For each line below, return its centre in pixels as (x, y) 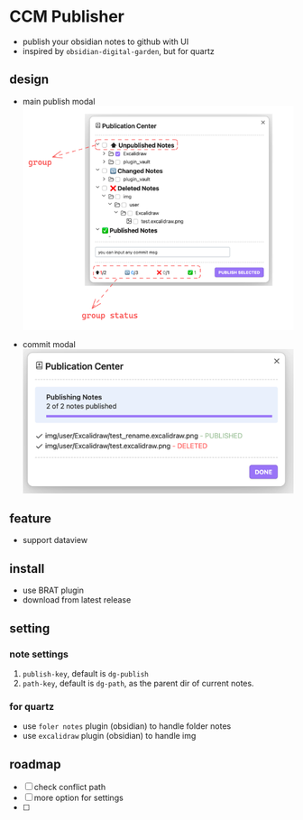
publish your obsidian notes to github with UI (106, 41)
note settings (39, 654)
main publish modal (59, 101)
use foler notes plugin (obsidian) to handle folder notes (127, 726)
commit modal (49, 344)
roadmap (35, 764)
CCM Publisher (67, 17)
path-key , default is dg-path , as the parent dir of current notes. (138, 683)
